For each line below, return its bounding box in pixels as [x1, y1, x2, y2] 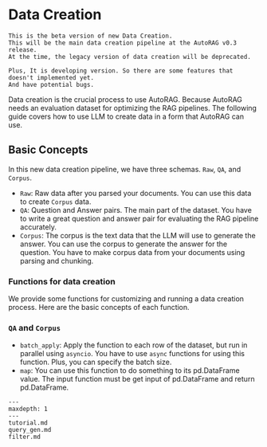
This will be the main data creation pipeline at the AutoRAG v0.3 [8, 38, 238, 47]
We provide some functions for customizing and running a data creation [8, 294, 245, 304]
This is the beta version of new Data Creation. [8, 32, 173, 40]
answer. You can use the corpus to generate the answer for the [19, 239, 228, 249]
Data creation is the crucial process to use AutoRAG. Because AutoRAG [8, 94, 243, 104]
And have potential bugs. [8, 80, 94, 88]
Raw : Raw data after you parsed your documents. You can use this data [19, 188, 252, 198]
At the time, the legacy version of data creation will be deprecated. [8, 53, 251, 61]
